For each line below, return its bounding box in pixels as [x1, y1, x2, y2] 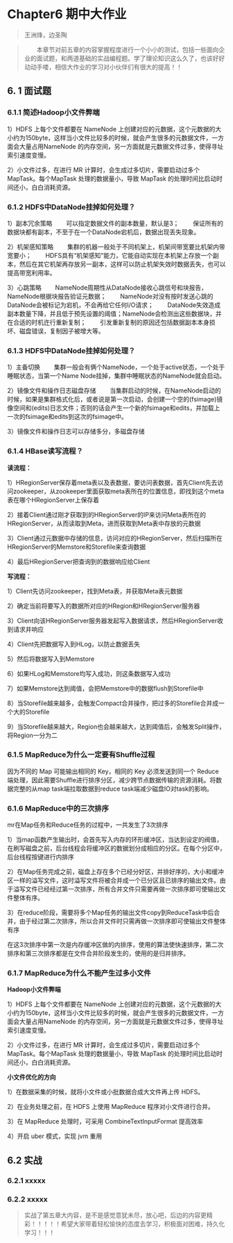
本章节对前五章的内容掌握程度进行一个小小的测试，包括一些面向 [36, 45, 219, 53]
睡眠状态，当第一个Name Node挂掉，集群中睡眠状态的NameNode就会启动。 [7, 372, 225, 380]
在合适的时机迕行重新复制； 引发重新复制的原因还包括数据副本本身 [7, 318, 209, 327]
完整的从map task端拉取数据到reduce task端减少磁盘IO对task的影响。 [12, 784, 213, 793]
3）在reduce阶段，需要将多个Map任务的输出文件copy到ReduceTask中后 [7, 908, 214, 917]
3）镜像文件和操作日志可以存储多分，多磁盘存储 [7, 427, 145, 436]
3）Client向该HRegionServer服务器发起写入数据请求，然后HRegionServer [7, 616, 218, 625]
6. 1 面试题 [7, 85, 52, 97]
